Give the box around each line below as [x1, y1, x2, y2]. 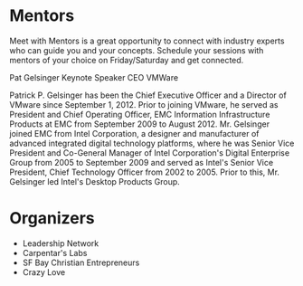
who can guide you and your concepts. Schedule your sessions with [9, 44, 264, 55]
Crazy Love [22, 266, 66, 277]
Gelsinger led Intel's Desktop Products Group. [9, 176, 181, 186]
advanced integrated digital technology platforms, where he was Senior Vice [9, 138, 295, 148]
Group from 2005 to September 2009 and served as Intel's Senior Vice [9, 157, 274, 167]
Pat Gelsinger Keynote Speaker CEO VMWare [9, 71, 179, 82]
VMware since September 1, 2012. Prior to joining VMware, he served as [9, 99, 279, 110]
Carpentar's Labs [22, 247, 88, 258]
